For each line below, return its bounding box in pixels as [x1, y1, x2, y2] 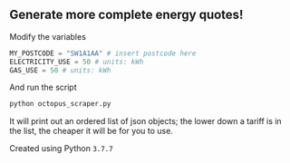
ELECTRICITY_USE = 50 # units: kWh [9, 57, 144, 66]
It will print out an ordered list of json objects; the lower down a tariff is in [9, 116, 283, 127]
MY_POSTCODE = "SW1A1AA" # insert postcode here [9, 49, 197, 58]
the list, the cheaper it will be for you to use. [9, 126, 174, 137]
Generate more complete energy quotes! [9, 7, 244, 23]
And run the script [9, 81, 77, 93]
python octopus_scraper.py [9, 100, 111, 109]
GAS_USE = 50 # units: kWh [9, 65, 111, 75]
